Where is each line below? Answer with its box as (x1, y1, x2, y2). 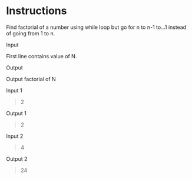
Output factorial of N (6, 75, 56, 82)
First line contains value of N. (6, 52, 77, 59)
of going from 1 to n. (6, 29, 55, 37)
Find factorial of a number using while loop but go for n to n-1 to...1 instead (6, 24, 187, 31)
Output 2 (6, 155, 28, 163)
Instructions (6, 4, 67, 18)
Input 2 (6, 132, 24, 140)
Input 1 (6, 87, 22, 94)
